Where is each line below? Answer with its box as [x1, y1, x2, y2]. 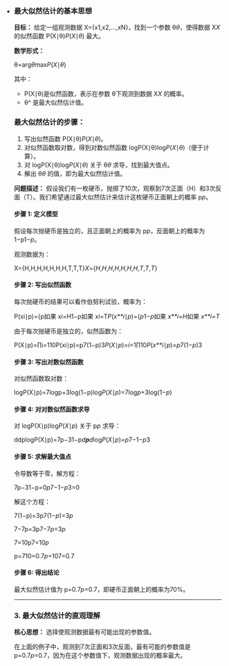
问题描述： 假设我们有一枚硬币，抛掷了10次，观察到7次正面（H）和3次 [13, 184, 216, 192]
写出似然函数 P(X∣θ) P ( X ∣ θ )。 [24, 134, 107, 143]
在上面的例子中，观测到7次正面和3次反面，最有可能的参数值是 [13, 642, 192, 651]
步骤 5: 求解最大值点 [13, 453, 71, 460]
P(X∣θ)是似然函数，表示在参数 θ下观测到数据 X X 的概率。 [24, 90, 188, 98]
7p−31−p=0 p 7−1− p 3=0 [13, 483, 80, 491]
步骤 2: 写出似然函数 [13, 281, 71, 289]
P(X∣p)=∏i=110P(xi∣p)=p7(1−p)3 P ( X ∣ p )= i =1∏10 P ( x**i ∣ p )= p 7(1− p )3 [13, 341, 203, 349]
